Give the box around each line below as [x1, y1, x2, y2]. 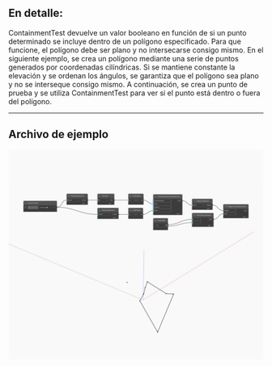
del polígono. [8, 96, 53, 106]
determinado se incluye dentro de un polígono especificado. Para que [8, 36, 241, 46]
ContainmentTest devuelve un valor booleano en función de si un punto [8, 27, 247, 37]
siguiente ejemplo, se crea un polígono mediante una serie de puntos [8, 53, 239, 63]
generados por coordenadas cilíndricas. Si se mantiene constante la [8, 62, 236, 72]
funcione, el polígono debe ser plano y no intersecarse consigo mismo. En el [8, 44, 264, 55]
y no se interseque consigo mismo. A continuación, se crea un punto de [8, 79, 249, 89]
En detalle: [8, 6, 63, 20]
